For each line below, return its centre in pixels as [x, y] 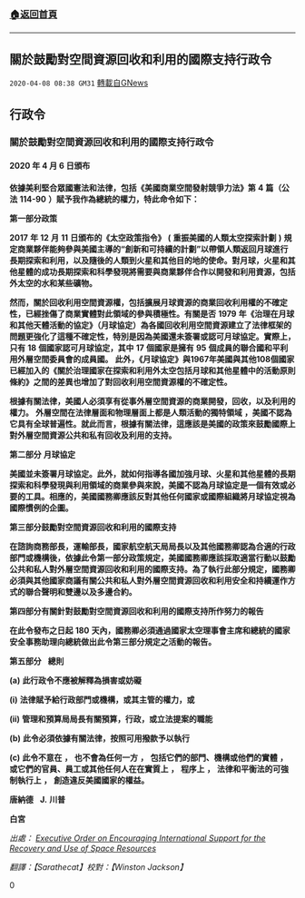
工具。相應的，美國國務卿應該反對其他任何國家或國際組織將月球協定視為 [160, 496]
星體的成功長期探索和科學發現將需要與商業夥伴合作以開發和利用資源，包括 [156, 271]
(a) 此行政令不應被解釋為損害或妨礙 [76, 680]
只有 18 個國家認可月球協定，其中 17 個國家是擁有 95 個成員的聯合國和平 [145, 348]
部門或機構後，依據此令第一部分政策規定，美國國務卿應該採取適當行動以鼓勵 [152, 558]
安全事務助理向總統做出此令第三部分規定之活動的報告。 [113, 641]
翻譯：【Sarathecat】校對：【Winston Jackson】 [98, 867]
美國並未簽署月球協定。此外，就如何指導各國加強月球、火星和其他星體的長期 [152, 473]
